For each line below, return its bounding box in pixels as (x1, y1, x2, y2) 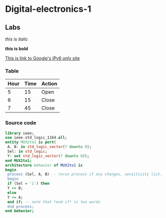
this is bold (5, 46, 28, 51)
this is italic (5, 36, 28, 42)
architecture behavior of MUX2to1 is (5, 163, 83, 168)
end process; (7, 204, 35, 209)
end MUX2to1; (5, 158, 32, 163)
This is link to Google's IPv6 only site (5, 55, 80, 61)
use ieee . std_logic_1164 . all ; (5, 135, 68, 140)
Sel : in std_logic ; (7, 149, 48, 154)
